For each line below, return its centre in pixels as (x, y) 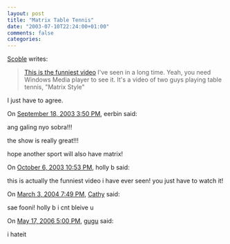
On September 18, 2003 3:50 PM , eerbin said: (72, 114)
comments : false (30, 33)
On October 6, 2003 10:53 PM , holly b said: (68, 167)
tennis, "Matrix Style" (54, 87)
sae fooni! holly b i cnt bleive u (50, 207)
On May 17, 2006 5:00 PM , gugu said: (60, 221)
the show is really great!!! (43, 141)
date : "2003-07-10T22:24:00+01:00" (58, 26)
